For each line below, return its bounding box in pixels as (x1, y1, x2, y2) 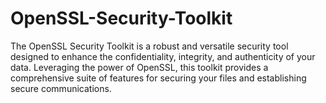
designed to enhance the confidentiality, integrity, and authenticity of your (10, 50, 316, 62)
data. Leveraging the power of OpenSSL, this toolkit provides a (10, 61, 269, 73)
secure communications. (10, 82, 112, 94)
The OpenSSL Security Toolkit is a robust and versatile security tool (10, 40, 289, 52)
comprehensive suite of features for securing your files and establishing (10, 72, 307, 84)
